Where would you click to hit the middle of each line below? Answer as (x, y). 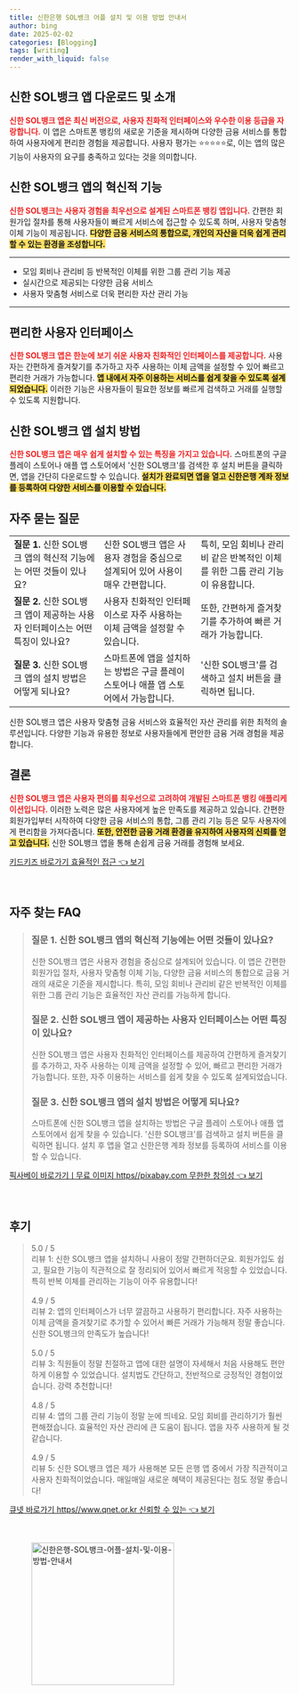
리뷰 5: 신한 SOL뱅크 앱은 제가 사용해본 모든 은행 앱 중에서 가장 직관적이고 (159, 1468)
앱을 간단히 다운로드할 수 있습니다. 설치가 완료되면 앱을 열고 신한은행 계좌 (147, 477)
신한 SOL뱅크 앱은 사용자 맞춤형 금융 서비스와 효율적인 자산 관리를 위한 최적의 (144, 722)
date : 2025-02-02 (41, 34)
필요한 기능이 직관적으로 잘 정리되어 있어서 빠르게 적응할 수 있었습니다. (165, 1270)
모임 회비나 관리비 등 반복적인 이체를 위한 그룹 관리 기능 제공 (126, 271)
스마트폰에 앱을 (134, 659)
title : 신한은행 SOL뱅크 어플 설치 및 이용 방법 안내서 (98, 17)
